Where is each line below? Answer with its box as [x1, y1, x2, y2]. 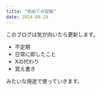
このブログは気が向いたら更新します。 [6, 30, 99, 38]
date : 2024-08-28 [6, 14, 49, 20]
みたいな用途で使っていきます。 [6, 77, 83, 85]
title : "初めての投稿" [6, 8, 56, 15]
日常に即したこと [14, 50, 56, 57]
